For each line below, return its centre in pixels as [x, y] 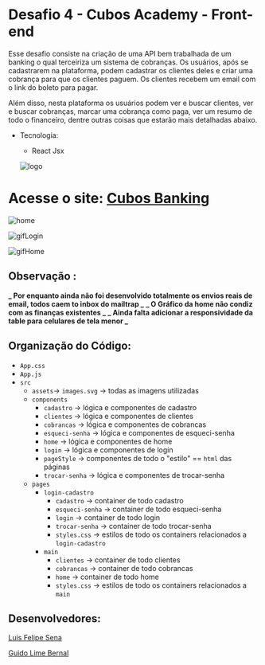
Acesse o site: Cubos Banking [109, 199]
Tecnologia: [39, 135]
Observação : [43, 276]
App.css [32, 366]
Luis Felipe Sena [35, 638]
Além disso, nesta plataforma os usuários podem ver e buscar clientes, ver [131, 103]
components [50, 400]
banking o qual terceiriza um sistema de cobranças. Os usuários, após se [129, 62]
